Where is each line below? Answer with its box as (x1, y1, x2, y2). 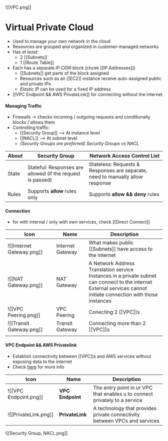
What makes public (88, 239, 134, 246)
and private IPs (19, 80, 51, 86)
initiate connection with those (88, 291, 158, 298)
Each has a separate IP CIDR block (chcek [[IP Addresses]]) (12, 64, 136, 70)
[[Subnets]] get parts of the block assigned (19, 70, 109, 76)
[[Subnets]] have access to (88, 245, 153, 252)
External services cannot (88, 285, 147, 292)
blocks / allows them (12, 119, 55, 125)
